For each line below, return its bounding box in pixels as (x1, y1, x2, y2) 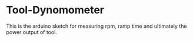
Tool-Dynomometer (6, 3, 105, 17)
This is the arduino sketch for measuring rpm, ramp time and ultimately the (6, 23, 187, 29)
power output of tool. (6, 28, 58, 35)
